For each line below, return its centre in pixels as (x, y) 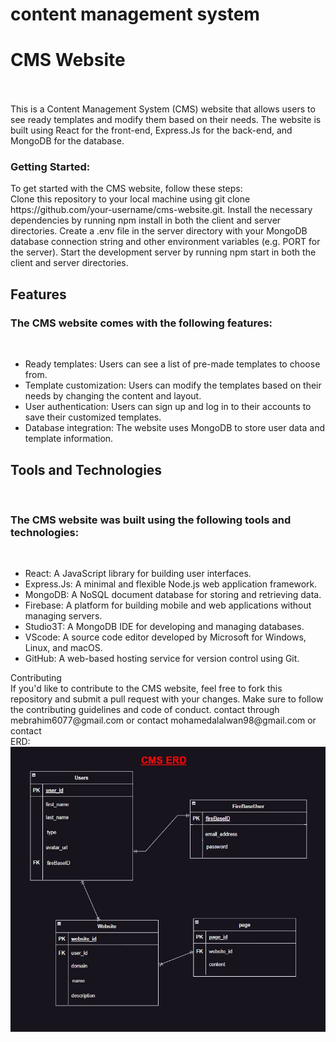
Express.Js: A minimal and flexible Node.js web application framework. (171, 584)
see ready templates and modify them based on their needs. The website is (166, 120)
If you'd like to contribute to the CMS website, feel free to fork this (146, 689)
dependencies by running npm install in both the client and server (146, 220)
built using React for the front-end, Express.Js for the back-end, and (151, 130)
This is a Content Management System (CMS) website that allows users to (163, 109)
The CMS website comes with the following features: (141, 323)
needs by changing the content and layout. (113, 396)
